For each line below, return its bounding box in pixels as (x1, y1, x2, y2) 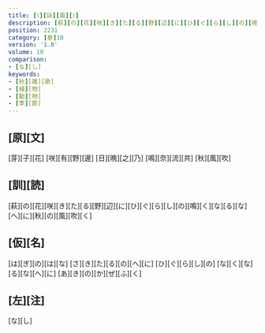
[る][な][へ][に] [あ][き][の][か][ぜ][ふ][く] (8, 268, 142, 278)
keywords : (8, 70, 41, 78)
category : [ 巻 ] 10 (8, 33, 65, 42)
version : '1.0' (8, 41, 58, 49)
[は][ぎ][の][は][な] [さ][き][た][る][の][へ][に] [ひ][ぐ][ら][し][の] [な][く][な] (8, 258, 254, 268)
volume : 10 (8, 48, 44, 56)
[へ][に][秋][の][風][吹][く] (8, 211, 92, 220)
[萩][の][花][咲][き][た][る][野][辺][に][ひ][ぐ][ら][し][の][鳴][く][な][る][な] (8, 200, 248, 210)
